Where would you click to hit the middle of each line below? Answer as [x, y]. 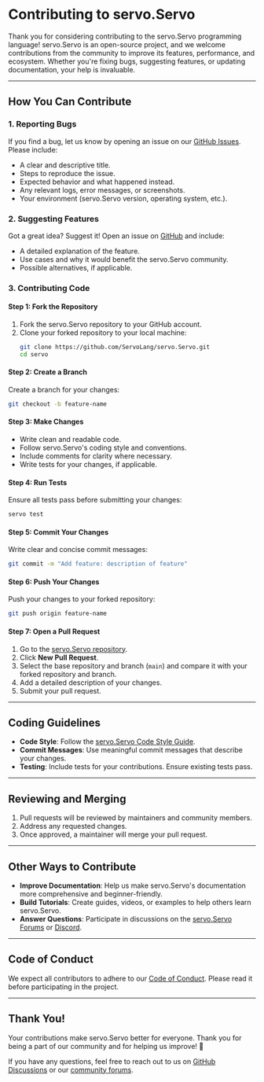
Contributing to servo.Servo [102, 15]
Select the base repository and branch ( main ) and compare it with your [133, 665]
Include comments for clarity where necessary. [96, 456]
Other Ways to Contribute [72, 867]
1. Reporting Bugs [42, 124]
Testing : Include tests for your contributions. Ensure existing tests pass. [136, 767]
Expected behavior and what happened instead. [97, 182]
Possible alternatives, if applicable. [76, 267]
